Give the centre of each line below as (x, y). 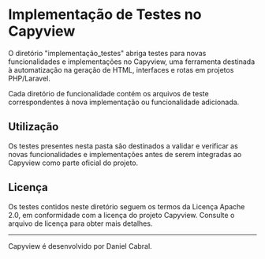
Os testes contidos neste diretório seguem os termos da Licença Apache (127, 206)
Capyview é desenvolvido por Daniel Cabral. (80, 246)
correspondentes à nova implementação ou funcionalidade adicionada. (124, 102)
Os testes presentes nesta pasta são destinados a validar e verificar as (123, 146)
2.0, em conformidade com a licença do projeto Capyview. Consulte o (121, 215)
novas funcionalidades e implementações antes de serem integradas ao (125, 154)
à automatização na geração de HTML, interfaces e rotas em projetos (121, 69)
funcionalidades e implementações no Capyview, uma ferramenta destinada (132, 62)
